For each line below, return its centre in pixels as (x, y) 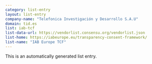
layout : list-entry (26, 14)
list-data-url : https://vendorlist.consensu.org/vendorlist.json (75, 33)
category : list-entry (28, 10)
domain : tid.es (21, 24)
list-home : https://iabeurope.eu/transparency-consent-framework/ (76, 38)
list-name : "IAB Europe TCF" (36, 42)
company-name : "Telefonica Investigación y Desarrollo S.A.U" (72, 19)
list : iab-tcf (20, 28)
